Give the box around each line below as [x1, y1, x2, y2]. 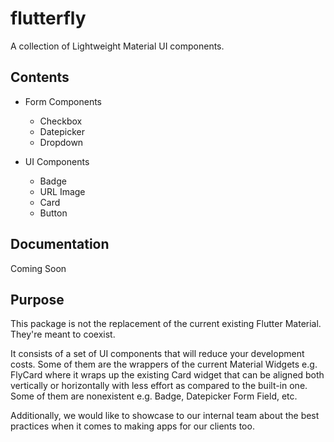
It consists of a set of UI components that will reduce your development [10, 348, 305, 360]
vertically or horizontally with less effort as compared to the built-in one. [10, 380, 308, 392]
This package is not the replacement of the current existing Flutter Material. [10, 318, 322, 330]
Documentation [10, 236, 110, 253]
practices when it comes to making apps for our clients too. [10, 420, 255, 432]
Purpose [10, 291, 65, 308]
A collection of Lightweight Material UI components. [10, 40, 225, 52]
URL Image [39, 185, 86, 197]
